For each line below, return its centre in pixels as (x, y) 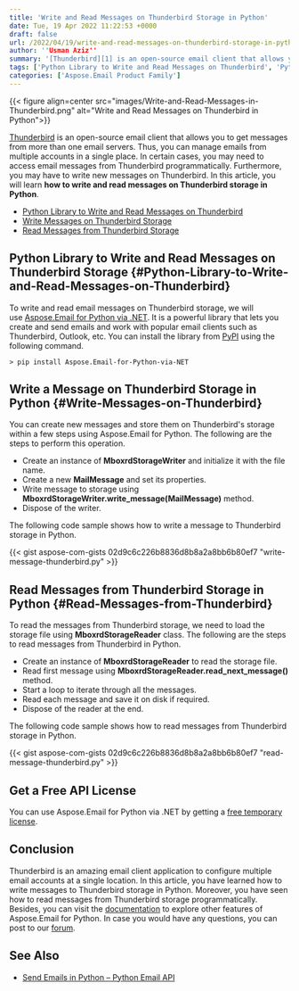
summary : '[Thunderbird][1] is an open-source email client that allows (147, 59)
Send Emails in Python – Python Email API (98, 977)
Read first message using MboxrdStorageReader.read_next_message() (155, 671)
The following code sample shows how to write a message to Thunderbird (145, 525)
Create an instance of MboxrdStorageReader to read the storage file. (149, 662)
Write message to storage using (81, 489)
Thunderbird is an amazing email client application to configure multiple (141, 871)
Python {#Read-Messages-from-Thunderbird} (141, 603)
